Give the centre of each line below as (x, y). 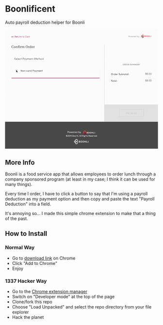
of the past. (16, 218)
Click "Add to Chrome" (35, 263)
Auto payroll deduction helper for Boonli (45, 22)
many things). (19, 185)
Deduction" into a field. (28, 204)
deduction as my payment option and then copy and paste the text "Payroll (80, 199)
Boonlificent (30, 9)
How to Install (26, 234)
